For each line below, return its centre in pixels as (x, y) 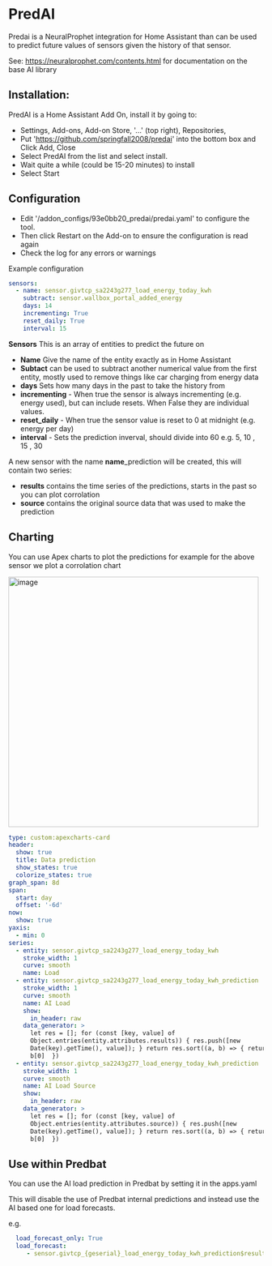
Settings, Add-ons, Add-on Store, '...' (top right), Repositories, (123, 130)
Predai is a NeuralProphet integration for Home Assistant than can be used (133, 36)
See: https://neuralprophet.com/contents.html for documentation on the (128, 61)
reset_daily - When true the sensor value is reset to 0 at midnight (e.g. (138, 420)
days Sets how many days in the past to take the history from (122, 385)
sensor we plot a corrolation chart (65, 565)
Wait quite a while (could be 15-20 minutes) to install (107, 165)
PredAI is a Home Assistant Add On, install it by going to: (103, 114)
